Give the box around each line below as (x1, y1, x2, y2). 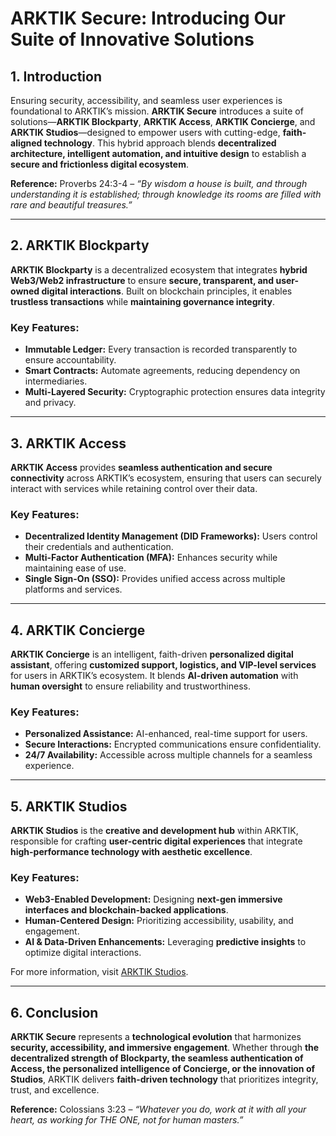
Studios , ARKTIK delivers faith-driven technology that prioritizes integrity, (10, 1073, 319, 1086)
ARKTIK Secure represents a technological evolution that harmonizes (10, 1031, 302, 1043)
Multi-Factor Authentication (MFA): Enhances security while (24, 552, 278, 564)
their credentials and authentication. (24, 541, 174, 553)
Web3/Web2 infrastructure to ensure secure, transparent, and (10, 274, 275, 286)
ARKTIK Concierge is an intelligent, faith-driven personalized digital (10, 648, 294, 661)
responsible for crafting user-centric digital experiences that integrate (10, 835, 303, 847)
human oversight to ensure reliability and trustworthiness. (10, 680, 251, 692)
